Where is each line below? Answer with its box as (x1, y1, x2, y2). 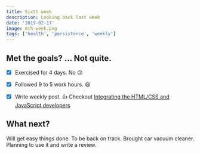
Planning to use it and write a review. (6, 141, 97, 148)
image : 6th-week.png (6, 25, 58, 32)
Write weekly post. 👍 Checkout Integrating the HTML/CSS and (14, 93, 170, 100)
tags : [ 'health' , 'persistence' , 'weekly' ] (6, 31, 116, 37)
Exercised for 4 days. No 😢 (14, 69, 83, 76)
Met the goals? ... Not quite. (6, 53, 112, 63)
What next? (6, 119, 50, 129)
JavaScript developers (14, 102, 70, 109)
